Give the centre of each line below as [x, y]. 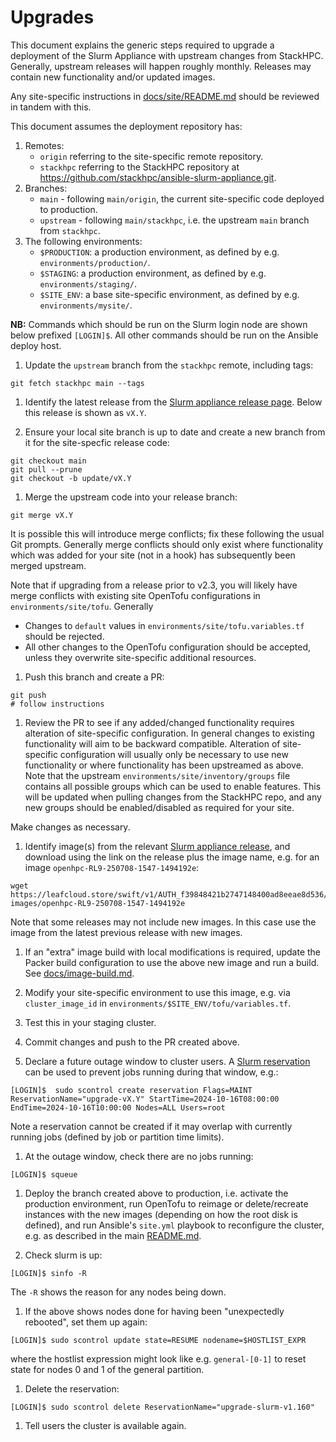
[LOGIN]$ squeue [44, 1174]
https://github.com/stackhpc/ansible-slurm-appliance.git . [158, 177]
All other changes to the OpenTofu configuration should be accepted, [168, 647]
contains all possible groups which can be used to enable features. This [173, 786]
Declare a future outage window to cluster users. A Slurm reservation [167, 1061]
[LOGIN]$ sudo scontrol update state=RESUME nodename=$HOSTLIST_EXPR [158, 1340]
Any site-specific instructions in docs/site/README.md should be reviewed [165, 96]
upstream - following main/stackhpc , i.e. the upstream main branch [174, 220]
